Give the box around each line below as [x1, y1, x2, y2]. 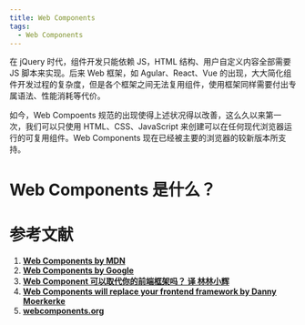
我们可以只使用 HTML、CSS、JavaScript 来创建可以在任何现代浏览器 [25, 121, 285, 132]
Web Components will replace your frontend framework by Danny [22, 286, 278, 297]
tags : [9, 22, 30, 31]
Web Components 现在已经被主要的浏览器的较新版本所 [72, 133, 280, 144]
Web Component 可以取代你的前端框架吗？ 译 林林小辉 [22, 275, 230, 287]
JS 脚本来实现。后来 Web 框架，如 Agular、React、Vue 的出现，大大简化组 [9, 67, 292, 78]
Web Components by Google [22, 265, 135, 276]
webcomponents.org [22, 305, 105, 316]
